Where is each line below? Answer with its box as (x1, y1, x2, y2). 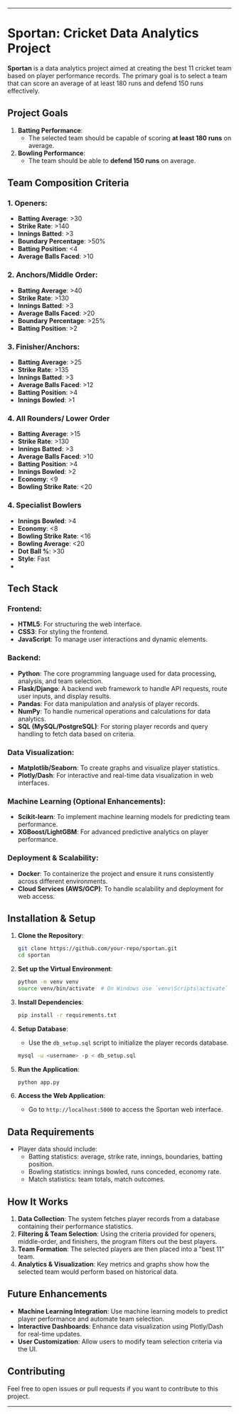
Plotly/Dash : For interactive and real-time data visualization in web (17, 771, 213, 779)
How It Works (7, 1196, 69, 1208)
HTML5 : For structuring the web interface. (17, 620, 142, 628)
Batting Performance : (17, 126, 83, 134)
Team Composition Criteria (7, 177, 129, 189)
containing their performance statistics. (17, 1222, 134, 1231)
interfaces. (17, 779, 50, 787)
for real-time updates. (17, 1329, 82, 1338)
